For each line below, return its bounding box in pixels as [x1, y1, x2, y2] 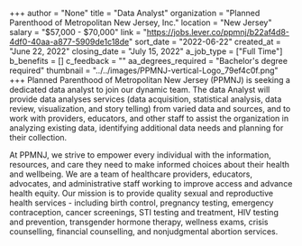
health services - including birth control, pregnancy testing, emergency [9, 197, 274, 208]
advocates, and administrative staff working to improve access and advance [9, 178, 293, 188]
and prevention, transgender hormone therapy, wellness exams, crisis [9, 216, 269, 227]
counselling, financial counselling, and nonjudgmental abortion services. [9, 226, 279, 237]
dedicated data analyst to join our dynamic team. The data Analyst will [9, 85, 270, 95]
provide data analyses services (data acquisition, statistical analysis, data [9, 94, 282, 105]
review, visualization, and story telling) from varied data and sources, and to [9, 104, 291, 114]
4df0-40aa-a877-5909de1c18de [9, 36, 130, 47]
